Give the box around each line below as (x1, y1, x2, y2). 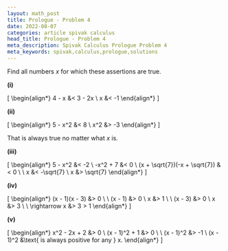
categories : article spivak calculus (7, 29, 115, 36)
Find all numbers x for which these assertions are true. (7, 67, 161, 76)
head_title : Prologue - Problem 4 (7, 36, 106, 43)
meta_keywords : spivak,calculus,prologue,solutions (7, 49, 158, 56)
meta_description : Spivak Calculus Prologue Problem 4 (7, 42, 168, 49)
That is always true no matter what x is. (7, 133, 118, 142)
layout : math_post (7, 10, 60, 17)
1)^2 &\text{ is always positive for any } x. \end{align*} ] (7, 235, 163, 244)
